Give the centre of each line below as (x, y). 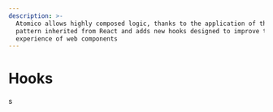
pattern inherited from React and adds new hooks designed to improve (138, 31)
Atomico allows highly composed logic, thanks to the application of (136, 24)
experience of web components (67, 39)
